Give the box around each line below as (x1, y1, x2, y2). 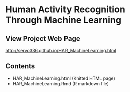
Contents (5, 62, 35, 71)
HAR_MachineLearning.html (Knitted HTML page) (12, 75, 115, 81)
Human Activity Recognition (5, 4, 126, 15)
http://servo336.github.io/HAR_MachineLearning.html (5, 48, 117, 53)
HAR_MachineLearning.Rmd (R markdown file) (12, 80, 109, 86)
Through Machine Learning (5, 14, 122, 26)
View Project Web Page (5, 34, 80, 43)
